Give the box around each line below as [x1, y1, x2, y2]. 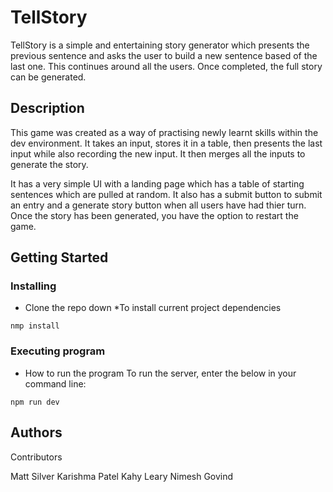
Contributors [10, 451, 63, 463]
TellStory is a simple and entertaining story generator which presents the [10, 39, 310, 51]
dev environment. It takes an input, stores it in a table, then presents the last [10, 137, 323, 149]
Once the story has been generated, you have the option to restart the [10, 209, 299, 221]
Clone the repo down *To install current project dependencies [24, 302, 282, 314]
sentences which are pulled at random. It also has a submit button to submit [10, 188, 323, 200]
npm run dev [10, 397, 60, 407]
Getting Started [10, 249, 109, 266]
